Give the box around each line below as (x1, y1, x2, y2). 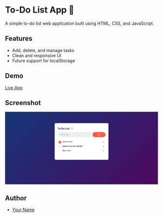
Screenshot (5, 99, 41, 107)
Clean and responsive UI (12, 52, 62, 58)
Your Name (12, 207, 35, 213)
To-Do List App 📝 (5, 4, 74, 16)
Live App (5, 84, 23, 90)
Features (5, 34, 33, 43)
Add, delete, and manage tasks (12, 47, 74, 53)
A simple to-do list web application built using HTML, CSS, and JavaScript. (5, 20, 154, 26)
